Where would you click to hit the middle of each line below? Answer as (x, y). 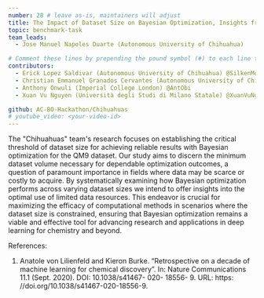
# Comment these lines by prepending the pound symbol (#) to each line (130, 59)
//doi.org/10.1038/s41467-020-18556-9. (84, 286)
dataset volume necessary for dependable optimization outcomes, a (119, 164)
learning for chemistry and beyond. (65, 231)
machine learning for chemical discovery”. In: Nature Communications (133, 269)
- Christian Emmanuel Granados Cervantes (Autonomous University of (130, 80)
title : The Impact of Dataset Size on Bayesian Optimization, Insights (128, 23)
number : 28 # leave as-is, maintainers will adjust (94, 15)
